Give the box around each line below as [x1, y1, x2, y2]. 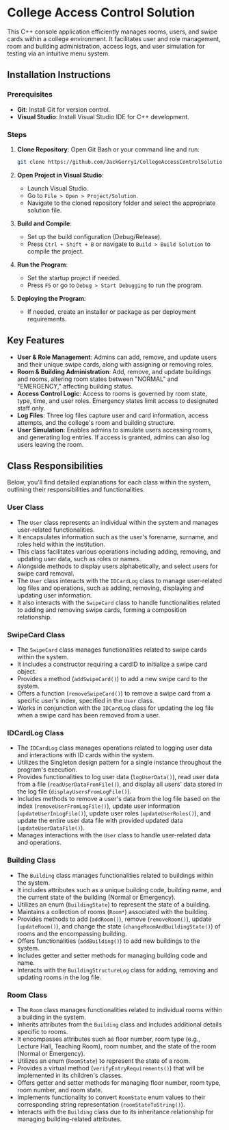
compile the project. [27, 247, 84, 255]
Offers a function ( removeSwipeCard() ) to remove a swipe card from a [16, 689, 211, 698]
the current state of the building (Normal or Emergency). [16, 893, 176, 901]
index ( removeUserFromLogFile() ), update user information [16, 802, 180, 810]
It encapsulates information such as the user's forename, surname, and [16, 532, 219, 541]
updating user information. [16, 591, 92, 599]
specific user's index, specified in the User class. [16, 697, 155, 705]
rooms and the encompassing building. [16, 929, 127, 937]
